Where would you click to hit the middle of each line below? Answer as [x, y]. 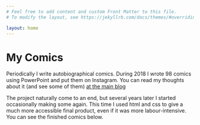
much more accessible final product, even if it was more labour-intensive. [96, 111]
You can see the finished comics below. [55, 117]
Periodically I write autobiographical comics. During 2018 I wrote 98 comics [99, 74]
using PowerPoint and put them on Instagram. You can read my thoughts [95, 80]
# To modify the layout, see [42, 17]
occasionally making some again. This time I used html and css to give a [95, 104]
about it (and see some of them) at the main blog [66, 86]
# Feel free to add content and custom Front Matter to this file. [92, 12]
